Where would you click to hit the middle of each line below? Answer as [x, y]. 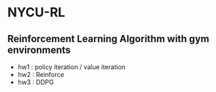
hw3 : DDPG [36, 82]
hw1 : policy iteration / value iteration [72, 67]
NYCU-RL [36, 12]
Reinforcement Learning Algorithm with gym [108, 39]
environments [39, 50]
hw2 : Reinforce [41, 75]
